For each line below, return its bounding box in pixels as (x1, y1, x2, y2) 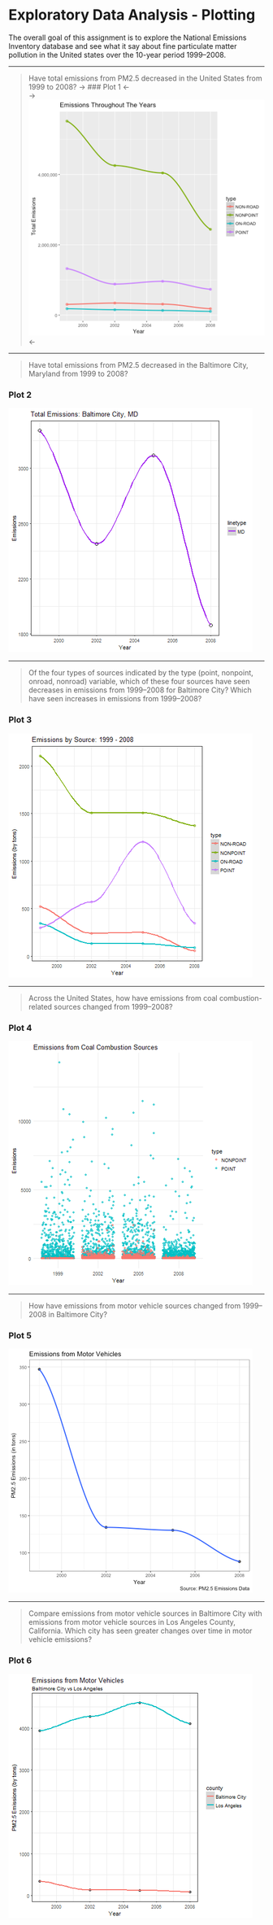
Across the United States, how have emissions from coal (28, 993, 218, 1002)
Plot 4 (8, 1022, 32, 1033)
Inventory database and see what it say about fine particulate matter (8, 41, 237, 50)
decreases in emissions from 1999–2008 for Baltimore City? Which (28, 685, 252, 695)
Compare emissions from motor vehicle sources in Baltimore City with (28, 1609, 262, 1618)
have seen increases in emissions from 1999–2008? (28, 694, 202, 704)
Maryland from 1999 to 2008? (28, 369, 128, 379)
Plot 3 (8, 714, 32, 726)
